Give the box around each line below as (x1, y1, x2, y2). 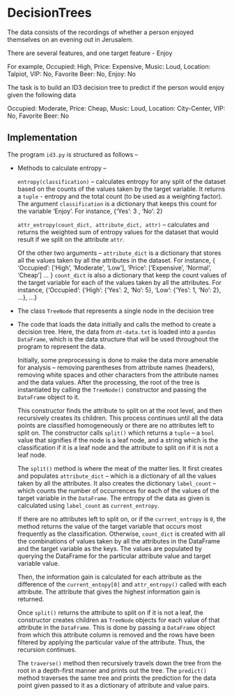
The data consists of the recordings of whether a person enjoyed (7, 28, 194, 36)
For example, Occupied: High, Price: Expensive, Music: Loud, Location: (7, 62, 211, 70)
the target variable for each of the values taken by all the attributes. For (17, 278, 221, 286)
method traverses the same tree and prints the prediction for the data (17, 674, 217, 682)
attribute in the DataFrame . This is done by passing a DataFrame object (17, 623, 215, 631)
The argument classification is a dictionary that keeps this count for (17, 199, 217, 208)
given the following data (7, 91, 77, 99)
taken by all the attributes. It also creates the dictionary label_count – (17, 479, 217, 487)
